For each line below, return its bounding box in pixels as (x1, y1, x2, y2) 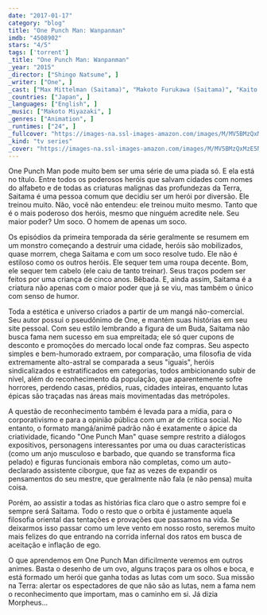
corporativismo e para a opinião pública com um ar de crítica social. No (8, 415, 242, 425)
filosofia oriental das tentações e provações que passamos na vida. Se (8, 515, 240, 524)
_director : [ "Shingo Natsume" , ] (8, 71, 119, 79)
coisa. (8, 482, 29, 493)
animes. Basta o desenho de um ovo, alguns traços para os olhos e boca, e (8, 564, 254, 574)
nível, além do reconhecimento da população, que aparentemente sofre (8, 374, 243, 384)
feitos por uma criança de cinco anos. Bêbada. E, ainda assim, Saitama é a (8, 275, 253, 284)
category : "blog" (8, 19, 66, 27)
